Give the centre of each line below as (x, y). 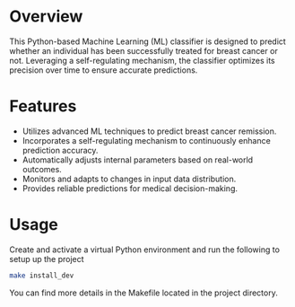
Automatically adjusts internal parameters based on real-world (138, 160)
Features (43, 106)
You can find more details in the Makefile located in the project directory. (143, 293)
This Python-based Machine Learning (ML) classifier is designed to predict (148, 41)
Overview (46, 17)
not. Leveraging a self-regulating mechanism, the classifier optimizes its (142, 60)
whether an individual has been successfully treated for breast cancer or (143, 50)
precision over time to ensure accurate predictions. (104, 70)
